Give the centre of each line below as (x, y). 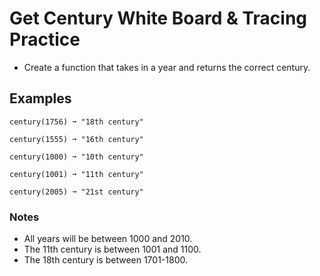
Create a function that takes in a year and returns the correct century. (167, 67)
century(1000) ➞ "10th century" (76, 157)
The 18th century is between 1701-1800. (105, 260)
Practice (45, 39)
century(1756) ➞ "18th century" (76, 122)
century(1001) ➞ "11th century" (76, 174)
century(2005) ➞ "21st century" (76, 192)
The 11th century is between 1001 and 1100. (112, 249)
